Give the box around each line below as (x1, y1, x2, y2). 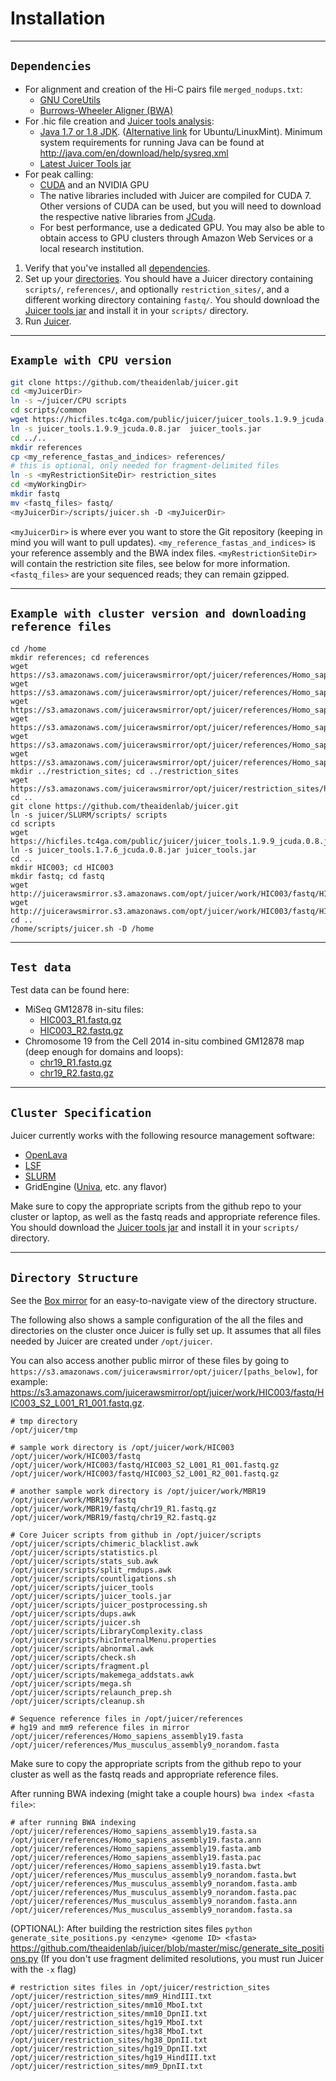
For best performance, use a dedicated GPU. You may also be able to (39, 221, 325, 233)
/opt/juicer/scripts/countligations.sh (10, 1573, 177, 1584)
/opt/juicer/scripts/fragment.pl (10, 1661, 150, 1671)
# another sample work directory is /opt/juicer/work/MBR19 (10, 1486, 267, 1496)
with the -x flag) (10, 1963, 77, 1975)
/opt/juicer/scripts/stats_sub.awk (10, 1556, 159, 1566)
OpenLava (24, 1149, 68, 1161)
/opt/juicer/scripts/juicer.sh (10, 1617, 141, 1627)
